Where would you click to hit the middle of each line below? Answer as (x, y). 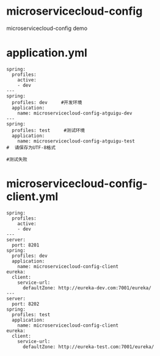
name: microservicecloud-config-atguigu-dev (75, 113)
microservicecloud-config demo (47, 28)
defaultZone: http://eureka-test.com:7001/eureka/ (88, 347)
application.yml (47, 53)
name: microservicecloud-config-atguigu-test (76, 141)
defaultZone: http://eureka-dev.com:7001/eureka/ (87, 288)
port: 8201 (26, 245)
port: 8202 (26, 304)
